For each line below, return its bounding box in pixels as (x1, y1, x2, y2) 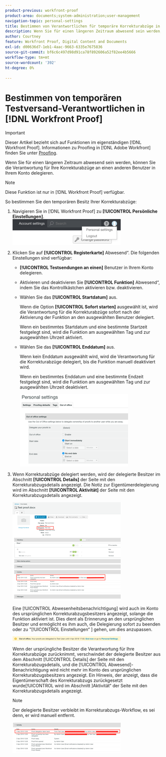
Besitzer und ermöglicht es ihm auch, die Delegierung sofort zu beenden (12, 621, 161, 627)
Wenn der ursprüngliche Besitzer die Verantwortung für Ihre (12, 646, 135, 652)
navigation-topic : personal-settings (5, 18, 83, 23)
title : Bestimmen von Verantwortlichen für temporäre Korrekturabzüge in (5, 24, 161, 29)
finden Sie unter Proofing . (5, 150, 58, 156)
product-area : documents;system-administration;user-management (5, 13, 140, 18)
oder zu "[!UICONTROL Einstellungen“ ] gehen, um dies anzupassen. (12, 626, 153, 632)
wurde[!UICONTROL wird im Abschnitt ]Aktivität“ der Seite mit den (12, 683, 147, 689)
